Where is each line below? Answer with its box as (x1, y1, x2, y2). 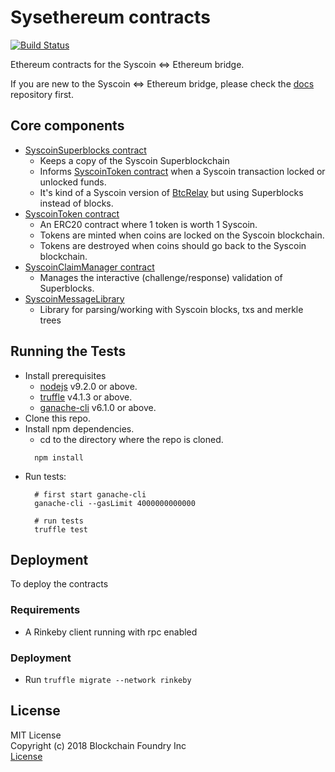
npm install (34, 452, 84, 463)
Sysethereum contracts (10, 6, 211, 29)
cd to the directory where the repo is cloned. (39, 433, 224, 445)
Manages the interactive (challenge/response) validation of (39, 271, 283, 283)
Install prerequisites (24, 369, 107, 381)
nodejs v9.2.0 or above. (39, 380, 138, 392)
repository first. (10, 88, 74, 100)
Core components (10, 117, 125, 135)
